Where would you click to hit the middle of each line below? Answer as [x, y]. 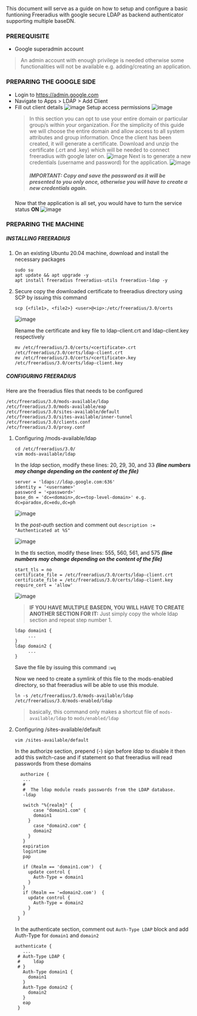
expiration [36, 846]
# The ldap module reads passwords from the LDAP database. [99, 790]
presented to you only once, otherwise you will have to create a [108, 182]
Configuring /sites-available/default [58, 730]
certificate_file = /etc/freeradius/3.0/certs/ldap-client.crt [94, 575]
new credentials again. [58, 188]
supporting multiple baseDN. [41, 21]
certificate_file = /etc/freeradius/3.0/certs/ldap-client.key [94, 580]
